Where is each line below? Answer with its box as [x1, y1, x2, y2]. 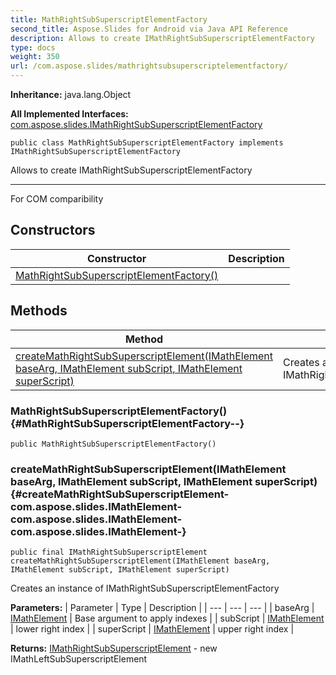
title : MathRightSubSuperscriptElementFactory [10, 14, 208, 25]
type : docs [10, 42, 56, 53]
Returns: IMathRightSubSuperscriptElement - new [10, 642, 218, 655]
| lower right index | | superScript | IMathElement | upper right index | [10, 623, 295, 635]
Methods [10, 302, 68, 320]
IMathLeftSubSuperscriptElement [10, 653, 148, 665]
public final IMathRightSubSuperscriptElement [10, 547, 208, 558]
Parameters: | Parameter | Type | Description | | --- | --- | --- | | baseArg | [10, 602, 315, 614]
